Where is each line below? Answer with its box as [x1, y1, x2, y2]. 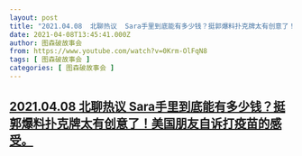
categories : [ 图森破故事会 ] [9, 64, 114, 73]
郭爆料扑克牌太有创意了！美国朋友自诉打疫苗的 [9, 116, 270, 132]
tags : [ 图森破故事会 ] [9, 55, 90, 64]
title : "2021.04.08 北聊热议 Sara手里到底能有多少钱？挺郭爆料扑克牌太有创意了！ [9, 22, 296, 31]
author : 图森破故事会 [9, 38, 83, 48]
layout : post [9, 13, 59, 23]
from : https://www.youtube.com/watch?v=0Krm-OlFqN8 [9, 47, 207, 56]
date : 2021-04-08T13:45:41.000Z [9, 30, 131, 39]
